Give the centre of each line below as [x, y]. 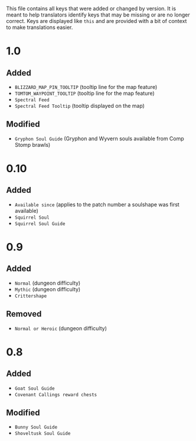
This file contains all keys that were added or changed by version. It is [91, 9]
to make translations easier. [40, 27]
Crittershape [31, 296]
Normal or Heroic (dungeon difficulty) [61, 328]
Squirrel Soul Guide [40, 223]
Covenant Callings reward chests [56, 394]
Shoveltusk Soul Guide [43, 434]
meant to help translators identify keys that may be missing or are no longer [98, 15]
